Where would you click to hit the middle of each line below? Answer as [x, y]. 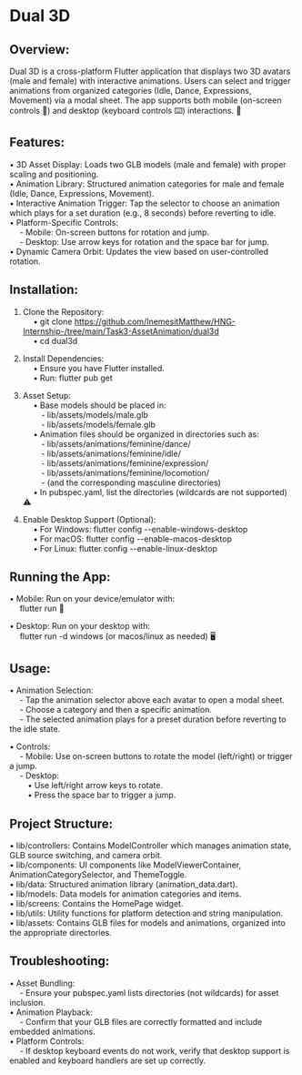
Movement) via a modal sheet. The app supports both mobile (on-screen [146, 100]
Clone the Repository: [63, 311]
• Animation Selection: [51, 690]
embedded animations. [52, 1031]
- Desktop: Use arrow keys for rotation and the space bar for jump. [145, 241]
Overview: [40, 50]
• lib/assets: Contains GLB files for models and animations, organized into [148, 923]
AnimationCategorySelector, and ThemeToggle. [98, 875]
